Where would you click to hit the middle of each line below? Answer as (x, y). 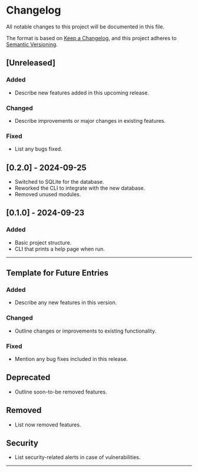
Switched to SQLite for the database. (59, 182)
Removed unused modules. (48, 194)
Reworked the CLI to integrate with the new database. (80, 188)
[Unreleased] (31, 63)
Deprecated (28, 378)
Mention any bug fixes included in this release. (71, 359)
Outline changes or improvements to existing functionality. (85, 331)
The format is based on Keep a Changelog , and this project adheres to (91, 38)
